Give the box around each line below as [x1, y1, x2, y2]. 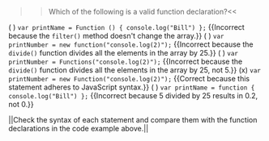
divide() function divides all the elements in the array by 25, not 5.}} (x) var [8, 65, 262, 75]
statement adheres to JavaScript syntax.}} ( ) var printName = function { [8, 82, 255, 92]
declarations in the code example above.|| [8, 124, 149, 133]
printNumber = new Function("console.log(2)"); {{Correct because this [8, 74, 250, 83]
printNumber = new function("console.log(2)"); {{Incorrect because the [8, 39, 254, 49]
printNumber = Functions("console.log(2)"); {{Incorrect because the [8, 56, 243, 66]
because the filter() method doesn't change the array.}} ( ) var [8, 31, 224, 40]
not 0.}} [8, 100, 34, 109]
